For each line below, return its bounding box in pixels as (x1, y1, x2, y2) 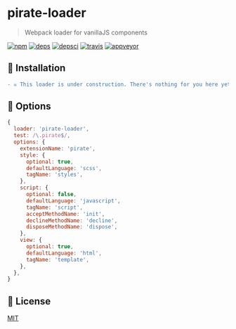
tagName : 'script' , (25, 204, 83, 211)
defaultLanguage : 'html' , (25, 250, 102, 257)
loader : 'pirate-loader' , (13, 125, 90, 133)
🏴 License (7, 295, 51, 307)
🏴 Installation (7, 62, 66, 75)
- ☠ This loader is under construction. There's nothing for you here (7, 81, 218, 88)
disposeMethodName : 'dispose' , (25, 224, 118, 231)
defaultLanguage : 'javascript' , (25, 197, 121, 205)
